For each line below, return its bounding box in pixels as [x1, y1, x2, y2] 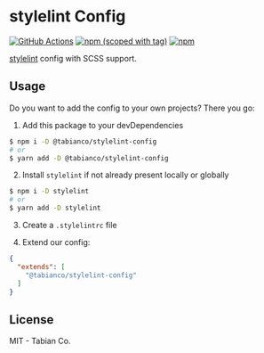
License [9, 312, 54, 327]
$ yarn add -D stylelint [9, 203, 101, 213]
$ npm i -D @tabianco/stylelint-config [9, 136, 157, 146]
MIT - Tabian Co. [9, 336, 71, 347]
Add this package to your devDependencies [21, 119, 184, 130]
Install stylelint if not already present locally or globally [21, 169, 229, 180]
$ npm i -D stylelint [9, 187, 90, 196]
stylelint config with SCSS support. [9, 53, 138, 63]
